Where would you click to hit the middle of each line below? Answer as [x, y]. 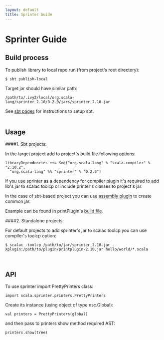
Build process [27, 58]
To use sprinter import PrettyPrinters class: [49, 286]
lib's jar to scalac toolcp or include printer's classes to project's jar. [74, 186]
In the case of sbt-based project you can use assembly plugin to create [79, 196]
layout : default [22, 10]
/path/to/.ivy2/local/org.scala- [40, 97]
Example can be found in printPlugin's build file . [54, 211]
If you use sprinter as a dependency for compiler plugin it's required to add [82, 181]
